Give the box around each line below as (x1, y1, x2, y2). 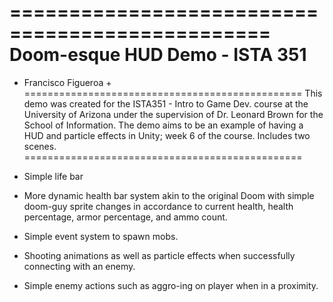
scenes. (23, 140, 57, 152)
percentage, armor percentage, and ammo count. (23, 211, 228, 223)
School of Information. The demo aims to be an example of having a (23, 119, 304, 131)
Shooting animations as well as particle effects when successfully (23, 249, 296, 261)
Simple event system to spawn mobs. (23, 230, 179, 242)
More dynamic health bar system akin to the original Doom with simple (23, 189, 315, 201)
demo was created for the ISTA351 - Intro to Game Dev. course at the (23, 97, 309, 110)
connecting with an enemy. (23, 260, 136, 272)
